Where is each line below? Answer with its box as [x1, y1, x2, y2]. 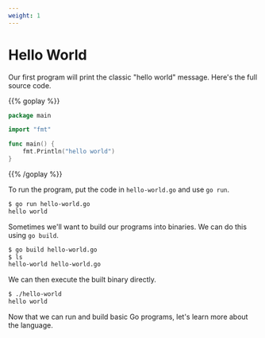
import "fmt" [8, 126, 52, 134]
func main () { [8, 140, 56, 148]
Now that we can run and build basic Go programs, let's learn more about [8, 312, 248, 322]
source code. [8, 80, 52, 90]
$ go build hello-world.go [8, 246, 98, 254]
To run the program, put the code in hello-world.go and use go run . [8, 185, 230, 194]
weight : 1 [8, 11, 41, 20]
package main [8, 111, 52, 119]
